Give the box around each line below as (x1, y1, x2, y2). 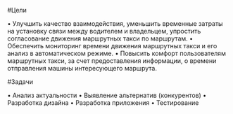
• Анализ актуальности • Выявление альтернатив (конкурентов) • (7, 91, 207, 99)
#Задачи (7, 78, 34, 86)
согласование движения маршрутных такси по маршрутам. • (7, 34, 194, 43)
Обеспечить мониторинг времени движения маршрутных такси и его (7, 42, 218, 50)
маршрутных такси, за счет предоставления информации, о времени (7, 57, 217, 65)
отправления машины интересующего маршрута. (7, 64, 157, 72)
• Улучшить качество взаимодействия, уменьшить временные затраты (7, 20, 223, 27)
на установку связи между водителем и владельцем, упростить (7, 27, 201, 35)
